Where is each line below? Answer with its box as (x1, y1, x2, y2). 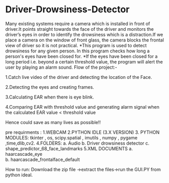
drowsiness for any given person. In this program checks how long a (5, 48, 150, 54)
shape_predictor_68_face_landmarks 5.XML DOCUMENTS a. (5, 145, 133, 152)
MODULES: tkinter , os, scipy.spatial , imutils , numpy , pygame (5, 134, 138, 140)
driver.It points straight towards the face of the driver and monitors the (5, 26, 154, 32)
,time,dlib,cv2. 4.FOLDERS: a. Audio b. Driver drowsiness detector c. (5, 140, 150, 146)
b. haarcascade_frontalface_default (5, 156, 80, 162)
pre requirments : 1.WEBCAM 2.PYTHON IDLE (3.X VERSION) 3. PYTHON (5, 129, 160, 135)
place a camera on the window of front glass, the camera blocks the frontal (5, 37, 164, 43)
